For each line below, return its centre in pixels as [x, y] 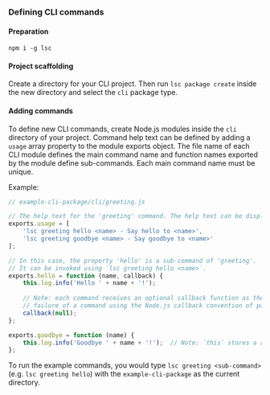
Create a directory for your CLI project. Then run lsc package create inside [133, 84]
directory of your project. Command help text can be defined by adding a [129, 137]
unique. [21, 171]
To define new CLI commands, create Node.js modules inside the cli [123, 129]
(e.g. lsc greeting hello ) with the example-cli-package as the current [124, 374]
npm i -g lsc [30, 48]
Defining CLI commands [56, 12]
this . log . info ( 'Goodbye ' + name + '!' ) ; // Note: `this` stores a [140, 343]
